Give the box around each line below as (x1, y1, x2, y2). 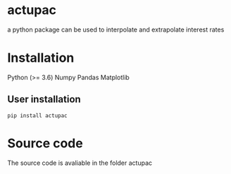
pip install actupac (7, 112, 68, 119)
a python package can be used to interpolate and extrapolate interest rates (7, 25, 225, 34)
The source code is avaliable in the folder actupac (7, 159, 153, 167)
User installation (7, 93, 81, 105)
